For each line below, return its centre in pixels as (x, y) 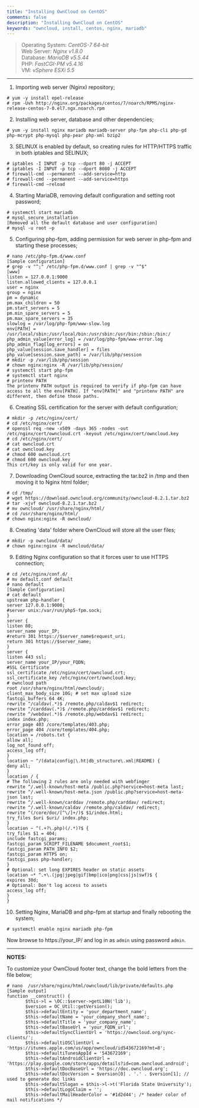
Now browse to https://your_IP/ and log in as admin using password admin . (96, 940)
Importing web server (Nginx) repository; (65, 87)
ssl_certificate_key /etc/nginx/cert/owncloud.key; (71, 678)
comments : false (27, 17)
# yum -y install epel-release (45, 98)
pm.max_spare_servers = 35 (40, 319)
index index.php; (28, 720)
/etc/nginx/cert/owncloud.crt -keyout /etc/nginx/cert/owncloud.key (93, 434)
